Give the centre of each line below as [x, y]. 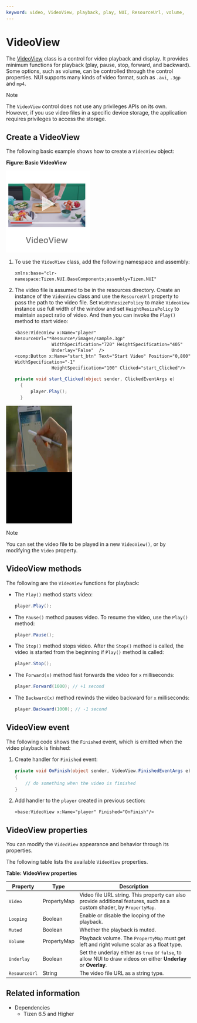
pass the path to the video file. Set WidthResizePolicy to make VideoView [102, 303]
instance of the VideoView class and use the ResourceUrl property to [96, 296]
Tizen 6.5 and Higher [49, 1014]
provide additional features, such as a [125, 901]
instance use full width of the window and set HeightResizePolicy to [97, 309]
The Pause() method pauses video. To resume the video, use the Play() [101, 617]
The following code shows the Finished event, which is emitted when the [94, 742]
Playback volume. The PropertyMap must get [133, 938]
